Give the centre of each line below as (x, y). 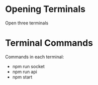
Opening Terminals (45, 9)
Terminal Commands (49, 43)
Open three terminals (27, 23)
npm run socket (28, 66)
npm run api (25, 72)
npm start (22, 77)
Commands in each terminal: (35, 57)
